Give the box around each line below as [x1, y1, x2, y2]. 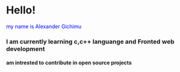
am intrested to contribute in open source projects [6, 59, 132, 66]
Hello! [6, 4, 36, 17]
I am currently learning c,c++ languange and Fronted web [6, 37, 175, 46]
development [6, 44, 45, 53]
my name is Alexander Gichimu [6, 23, 81, 30]
